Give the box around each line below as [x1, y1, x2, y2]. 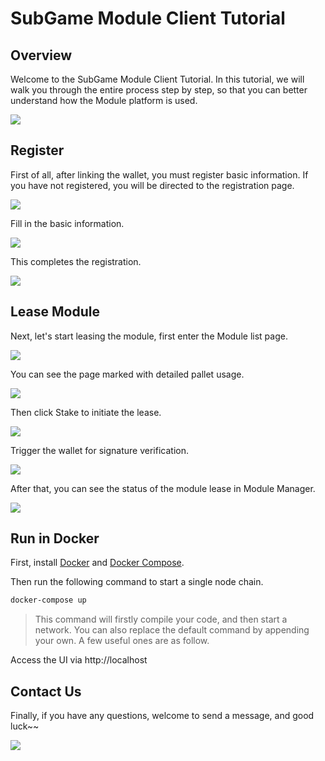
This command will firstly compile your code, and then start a [34, 613, 288, 626]
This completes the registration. [10, 255, 142, 267]
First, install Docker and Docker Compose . [10, 557, 185, 569]
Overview [10, 47, 73, 64]
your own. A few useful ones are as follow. [34, 635, 210, 647]
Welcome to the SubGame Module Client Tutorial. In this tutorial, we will [10, 73, 305, 85]
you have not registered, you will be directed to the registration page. [10, 179, 295, 191]
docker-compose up [10, 595, 87, 606]
